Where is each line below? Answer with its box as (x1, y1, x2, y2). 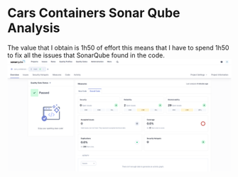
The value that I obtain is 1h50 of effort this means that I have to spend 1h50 (7, 43, 229, 52)
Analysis (7, 20, 60, 36)
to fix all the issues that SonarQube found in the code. (7, 51, 166, 59)
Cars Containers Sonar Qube (7, 5, 180, 21)
